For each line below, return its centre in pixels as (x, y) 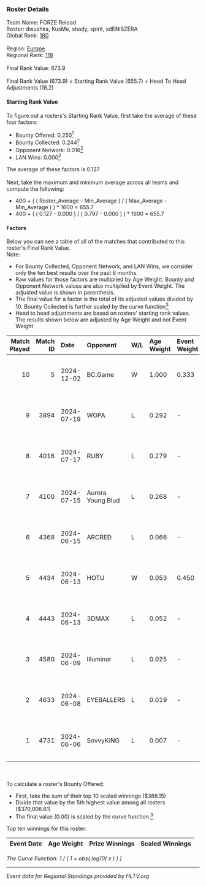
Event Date (26, 844)
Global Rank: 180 (28, 36)
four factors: (22, 122)
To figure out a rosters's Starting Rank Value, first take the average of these (102, 115)
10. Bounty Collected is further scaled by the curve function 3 (92, 306)
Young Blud (103, 500)
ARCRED (99, 537)
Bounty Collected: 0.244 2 (48, 142)
